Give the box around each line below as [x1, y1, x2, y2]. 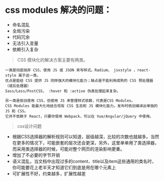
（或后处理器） [5, 83, 31, 88]
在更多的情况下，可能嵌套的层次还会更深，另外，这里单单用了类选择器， [12, 140, 159, 145]
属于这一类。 [18, 72, 41, 78]
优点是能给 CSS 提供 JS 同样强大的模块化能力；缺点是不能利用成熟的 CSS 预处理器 [5, 78, 154, 83]
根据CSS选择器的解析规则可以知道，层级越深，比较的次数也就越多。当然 [12, 134, 159, 140]
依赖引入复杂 [12, 46, 38, 52]
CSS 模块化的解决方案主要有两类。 [17, 57, 88, 63]
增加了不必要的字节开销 [12, 152, 60, 158]
